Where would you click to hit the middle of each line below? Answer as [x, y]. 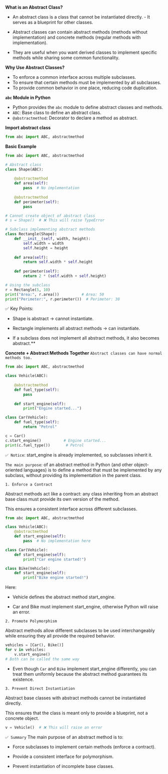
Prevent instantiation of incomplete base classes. [63, 766]
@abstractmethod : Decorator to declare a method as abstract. [75, 118]
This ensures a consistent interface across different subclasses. [71, 509]
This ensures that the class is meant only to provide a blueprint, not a [76, 713]
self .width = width [44, 243]
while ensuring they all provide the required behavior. [60, 636]
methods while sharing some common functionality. [66, 58]
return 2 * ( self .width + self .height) [65, 276]
